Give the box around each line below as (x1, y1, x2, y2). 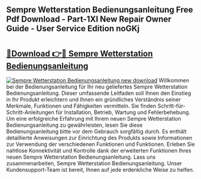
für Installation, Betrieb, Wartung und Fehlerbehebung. (55, 109, 191, 116)
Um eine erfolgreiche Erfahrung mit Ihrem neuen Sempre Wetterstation (6, 115, 181, 122)
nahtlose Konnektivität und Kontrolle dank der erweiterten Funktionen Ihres (6, 147, 191, 154)
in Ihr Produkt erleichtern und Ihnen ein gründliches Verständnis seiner (6, 96, 181, 103)
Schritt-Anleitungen (6, 109, 55, 116)
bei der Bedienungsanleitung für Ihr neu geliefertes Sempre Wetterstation (6, 83, 188, 90)
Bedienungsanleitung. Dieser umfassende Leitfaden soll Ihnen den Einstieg (6, 89, 191, 97)
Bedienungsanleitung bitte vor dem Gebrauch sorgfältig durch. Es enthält (6, 128, 187, 135)
